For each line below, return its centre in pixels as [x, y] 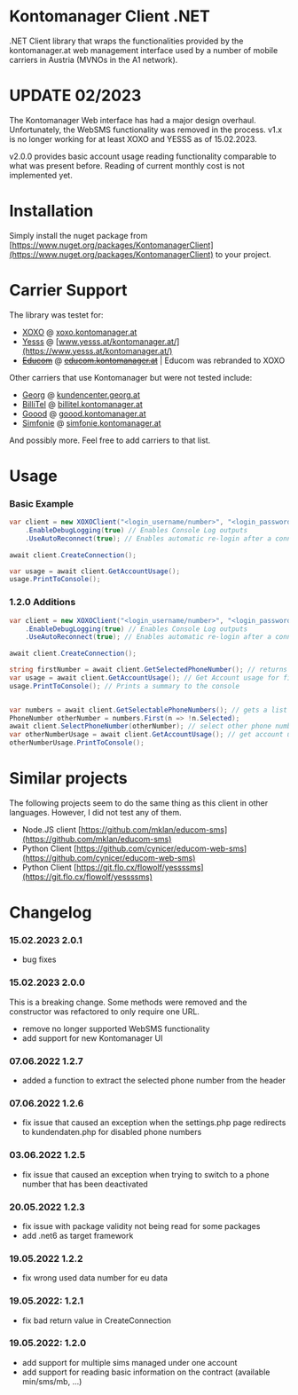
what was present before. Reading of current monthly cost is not [127, 165]
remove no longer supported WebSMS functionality [116, 1029]
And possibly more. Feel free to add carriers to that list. [110, 440]
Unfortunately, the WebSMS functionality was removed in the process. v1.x [145, 130]
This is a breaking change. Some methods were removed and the [128, 1002]
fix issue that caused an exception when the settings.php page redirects [154, 1123]
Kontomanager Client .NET [110, 16]
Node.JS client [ [51, 829]
